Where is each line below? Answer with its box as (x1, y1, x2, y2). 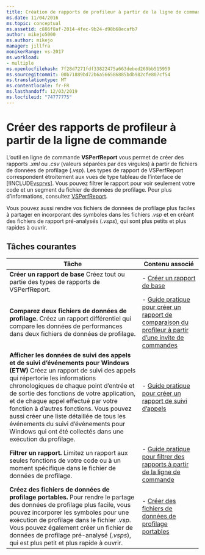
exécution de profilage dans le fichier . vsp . (9, 515, 131, 524)
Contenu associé (143, 259, 194, 268)
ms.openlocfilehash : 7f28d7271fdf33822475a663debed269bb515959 (6, 65, 171, 72)
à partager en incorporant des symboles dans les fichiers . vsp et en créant (6, 211, 194, 218)
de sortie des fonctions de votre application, (9, 389, 136, 397)
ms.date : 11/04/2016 (6, 15, 59, 21)
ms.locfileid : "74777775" (6, 94, 72, 100)
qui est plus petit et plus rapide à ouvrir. (9, 539, 123, 547)
